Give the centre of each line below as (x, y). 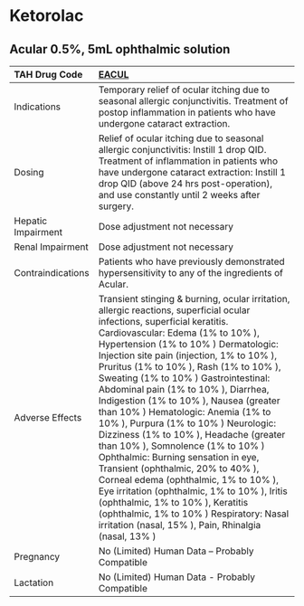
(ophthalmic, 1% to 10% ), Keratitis (173, 502)
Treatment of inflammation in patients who (188, 161)
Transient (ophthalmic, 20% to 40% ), (179, 469)
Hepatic (31, 221)
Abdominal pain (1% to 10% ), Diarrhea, (184, 389)
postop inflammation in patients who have (187, 112)
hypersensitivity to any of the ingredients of (190, 273)
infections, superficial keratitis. (163, 322)
